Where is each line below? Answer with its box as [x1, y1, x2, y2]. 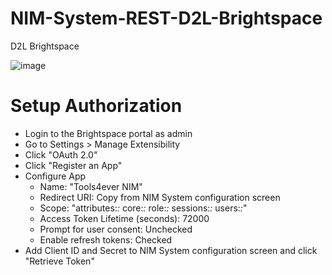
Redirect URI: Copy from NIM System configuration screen [39, 191, 281, 203]
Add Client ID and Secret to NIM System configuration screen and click [24, 244, 318, 256]
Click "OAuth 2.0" [24, 148, 98, 161]
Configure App [24, 170, 87, 182]
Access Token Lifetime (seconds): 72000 [39, 212, 210, 224]
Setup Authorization [10, 95, 183, 117]
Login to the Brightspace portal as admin [24, 127, 193, 139]
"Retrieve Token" [24, 255, 95, 267]
